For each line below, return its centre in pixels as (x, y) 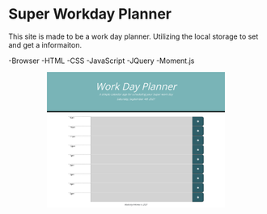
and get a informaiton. (45, 44)
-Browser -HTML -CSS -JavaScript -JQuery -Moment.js (102, 61)
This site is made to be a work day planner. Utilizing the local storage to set (133, 36)
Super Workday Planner (90, 14)
